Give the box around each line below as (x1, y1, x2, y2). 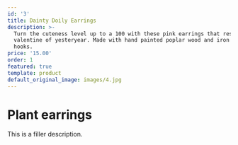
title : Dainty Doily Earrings (7, 17, 97, 24)
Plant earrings (7, 107, 93, 122)
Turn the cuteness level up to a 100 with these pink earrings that (13, 30, 220, 37)
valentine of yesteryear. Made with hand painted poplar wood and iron (13, 37, 230, 44)
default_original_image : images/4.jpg (7, 76, 122, 83)
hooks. (13, 43, 33, 50)
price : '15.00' (7, 50, 52, 57)
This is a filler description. (7, 130, 83, 139)
